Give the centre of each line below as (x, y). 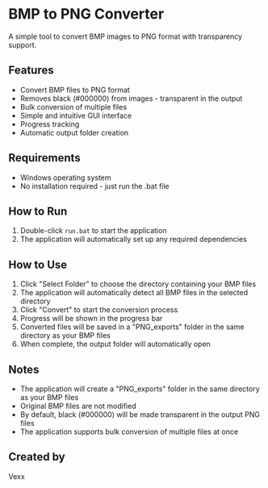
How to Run (38, 211)
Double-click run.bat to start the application (93, 231)
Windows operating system (65, 177)
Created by (37, 457)
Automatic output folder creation (74, 132)
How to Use (38, 264)
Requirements (44, 158)
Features (31, 71)
